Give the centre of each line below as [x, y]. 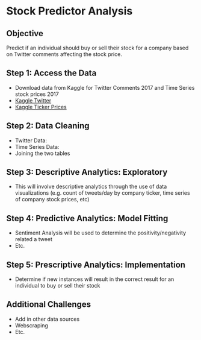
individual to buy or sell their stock [57, 286]
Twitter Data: [31, 140]
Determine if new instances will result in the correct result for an [94, 279]
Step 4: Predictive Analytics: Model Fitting [87, 218]
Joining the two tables [42, 153]
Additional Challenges [49, 305]
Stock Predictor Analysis [70, 11]
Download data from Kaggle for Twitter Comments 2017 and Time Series [105, 87]
